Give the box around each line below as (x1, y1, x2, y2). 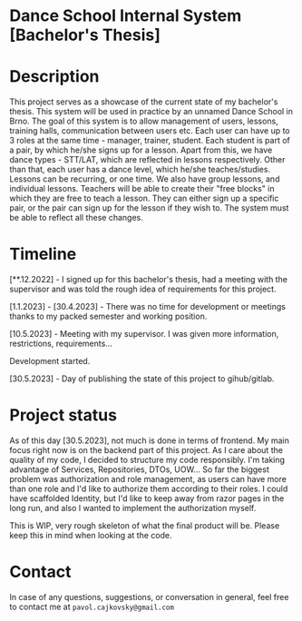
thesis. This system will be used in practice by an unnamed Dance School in (9, 106, 293, 117)
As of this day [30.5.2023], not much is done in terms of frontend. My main (9, 435, 290, 446)
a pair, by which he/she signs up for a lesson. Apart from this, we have (9, 144, 273, 155)
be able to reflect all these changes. (9, 212, 143, 223)
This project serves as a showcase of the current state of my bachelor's (9, 96, 278, 107)
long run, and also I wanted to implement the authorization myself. (9, 503, 257, 513)
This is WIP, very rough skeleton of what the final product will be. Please (9, 520, 280, 531)
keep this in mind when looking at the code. (9, 530, 172, 540)
